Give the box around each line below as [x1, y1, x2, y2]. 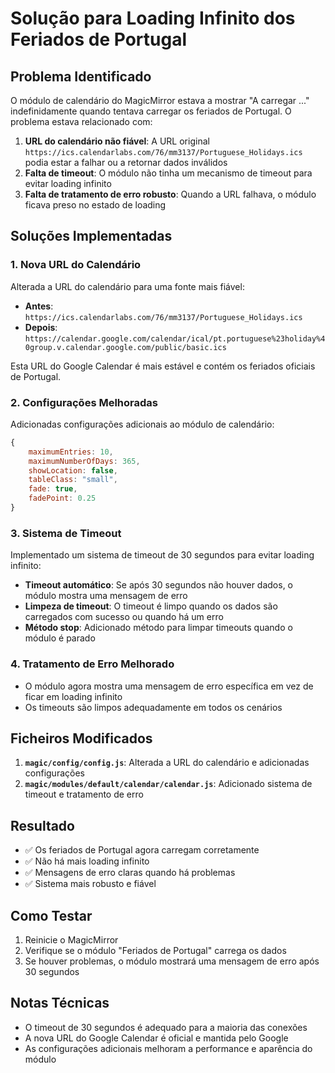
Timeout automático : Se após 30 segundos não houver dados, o [24, 579, 294, 591]
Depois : [24, 321, 58, 333]
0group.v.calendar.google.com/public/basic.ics [24, 342, 227, 352]
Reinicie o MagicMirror [24, 934, 119, 946]
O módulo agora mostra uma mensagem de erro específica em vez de [24, 680, 314, 692]
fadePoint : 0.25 [28, 493, 97, 504]
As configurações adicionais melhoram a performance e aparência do [24, 1042, 313, 1054]
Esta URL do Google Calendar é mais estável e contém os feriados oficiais [10, 360, 316, 372]
